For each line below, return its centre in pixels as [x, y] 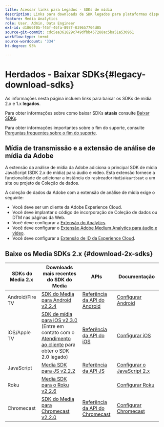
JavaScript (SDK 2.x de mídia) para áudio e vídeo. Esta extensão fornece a [80, 173]
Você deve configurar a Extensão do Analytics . [59, 223]
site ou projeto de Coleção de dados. [42, 183]
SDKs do [22, 274]
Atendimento [56, 339]
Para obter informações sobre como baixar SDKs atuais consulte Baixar [77, 113]
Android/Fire [22, 297]
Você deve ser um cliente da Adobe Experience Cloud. [67, 207]
